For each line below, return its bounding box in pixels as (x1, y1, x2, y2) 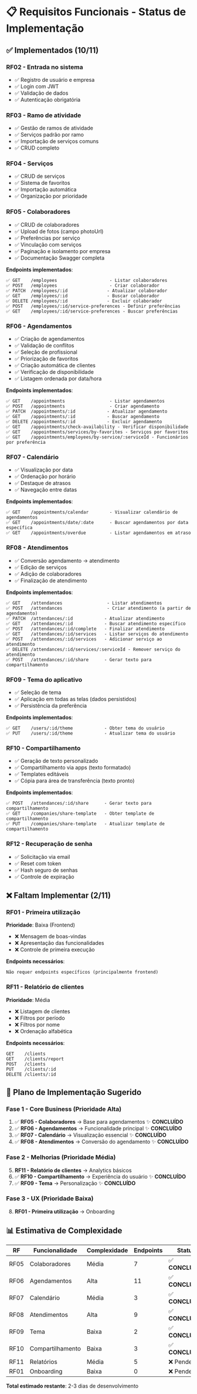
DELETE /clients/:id (6, 1071, 57, 1077)
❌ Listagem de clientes (14, 1008, 70, 1015)
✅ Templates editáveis (14, 771, 69, 778)
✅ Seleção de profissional (14, 348, 77, 356)
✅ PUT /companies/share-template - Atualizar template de (6, 821, 165, 827)
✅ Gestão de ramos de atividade (14, 125, 94, 132)
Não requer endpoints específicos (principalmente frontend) (6, 970, 159, 975)
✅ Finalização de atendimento (14, 577, 87, 584)
